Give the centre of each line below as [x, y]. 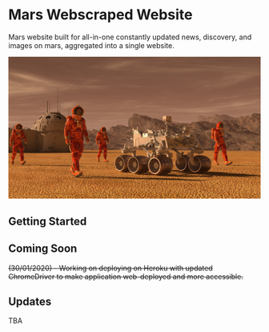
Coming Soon [43, 249]
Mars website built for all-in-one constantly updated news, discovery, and [130, 37]
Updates [30, 302]
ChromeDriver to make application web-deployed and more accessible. [126, 276]
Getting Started [48, 221]
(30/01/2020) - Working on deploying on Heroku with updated [111, 268]
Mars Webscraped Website [101, 15]
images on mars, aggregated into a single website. [91, 45]
